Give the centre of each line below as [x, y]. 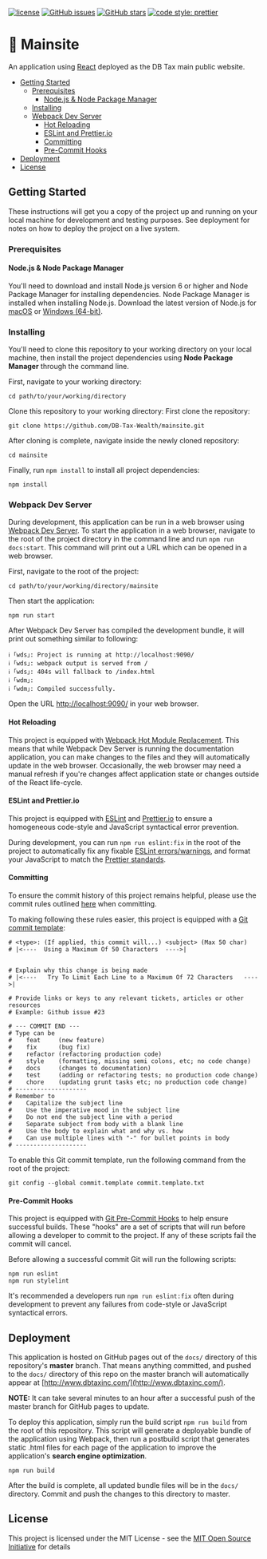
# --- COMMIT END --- [44, 1026]
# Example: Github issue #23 [57, 1013]
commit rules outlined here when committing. [82, 904]
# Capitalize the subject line [66, 1103]
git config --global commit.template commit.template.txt [106, 1183]
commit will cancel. [40, 1244]
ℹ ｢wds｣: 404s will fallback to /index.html [82, 672]
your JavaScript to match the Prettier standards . [87, 859]
